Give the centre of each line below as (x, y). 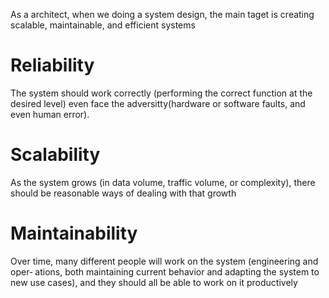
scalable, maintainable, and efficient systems (103, 25)
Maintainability (74, 233)
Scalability (55, 155)
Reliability (52, 65)
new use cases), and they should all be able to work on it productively (154, 282)
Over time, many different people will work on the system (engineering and (164, 261)
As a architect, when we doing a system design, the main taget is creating (162, 14)
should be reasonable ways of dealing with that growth (123, 193)
